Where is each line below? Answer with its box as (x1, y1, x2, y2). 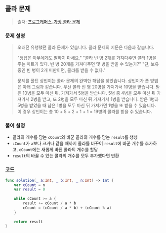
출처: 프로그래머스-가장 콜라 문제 (17, 19, 81, 25)
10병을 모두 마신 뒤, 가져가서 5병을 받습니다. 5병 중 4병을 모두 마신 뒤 (22, 90, 156, 96)
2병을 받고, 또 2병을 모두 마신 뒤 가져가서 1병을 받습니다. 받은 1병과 (30, 96, 159, 102)
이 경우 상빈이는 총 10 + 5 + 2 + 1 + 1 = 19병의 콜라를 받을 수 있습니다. (17, 109, 152, 115)
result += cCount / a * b (23, 201, 77, 206)
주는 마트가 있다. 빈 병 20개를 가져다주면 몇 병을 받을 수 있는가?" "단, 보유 (17, 61, 159, 67)
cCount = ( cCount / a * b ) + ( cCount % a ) (23, 205, 112, 210)
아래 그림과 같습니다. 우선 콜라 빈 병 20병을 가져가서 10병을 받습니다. (22, 84, 155, 90)
